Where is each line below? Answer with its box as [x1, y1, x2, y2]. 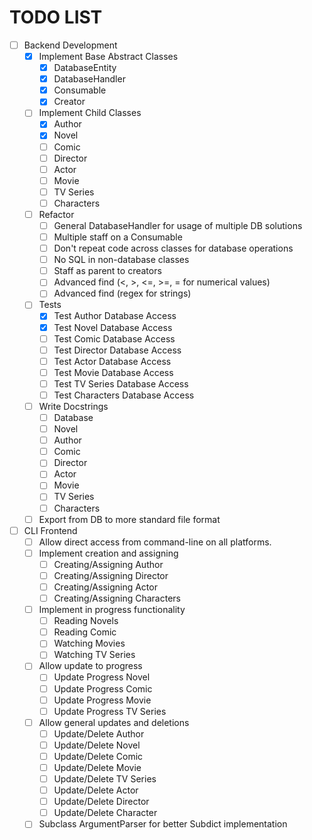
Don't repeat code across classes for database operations [53, 242, 294, 255]
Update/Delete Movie [53, 761, 142, 773]
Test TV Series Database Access [53, 377, 189, 390]
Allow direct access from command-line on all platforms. [38, 536, 272, 548]
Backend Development [23, 39, 118, 51]
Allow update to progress [38, 660, 143, 672]
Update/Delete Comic [53, 750, 144, 762]
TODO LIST [9, 6, 103, 29]
